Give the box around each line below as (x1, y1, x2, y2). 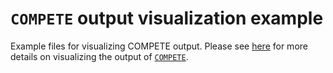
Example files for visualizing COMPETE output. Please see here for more (10, 40, 308, 52)
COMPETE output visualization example (10, 7, 324, 30)
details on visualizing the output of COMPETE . (10, 50, 189, 62)
